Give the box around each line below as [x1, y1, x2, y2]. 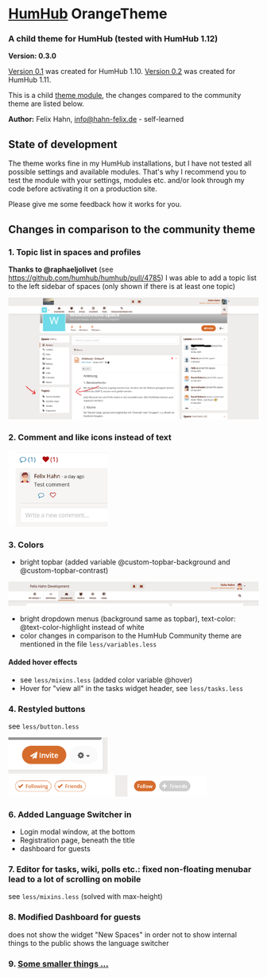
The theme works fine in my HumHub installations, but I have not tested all [8, 158, 252, 168]
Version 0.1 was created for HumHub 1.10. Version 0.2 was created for [8, 67, 236, 76]
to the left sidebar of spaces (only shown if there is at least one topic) [8, 281, 236, 291]
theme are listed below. [8, 99, 85, 108]
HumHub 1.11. [8, 75, 52, 84]
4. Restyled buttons [8, 703, 86, 714]
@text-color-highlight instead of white [19, 622, 145, 631]
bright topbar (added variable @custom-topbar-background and [19, 557, 230, 567]
